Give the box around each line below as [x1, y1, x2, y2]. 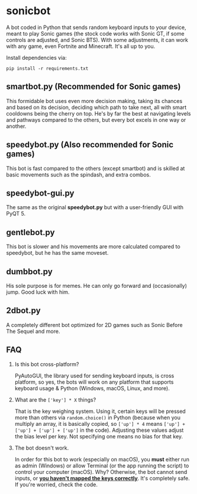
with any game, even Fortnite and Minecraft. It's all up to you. [6, 43, 156, 50]
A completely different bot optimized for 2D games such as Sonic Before [6, 321, 183, 328]
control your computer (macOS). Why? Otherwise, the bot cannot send [14, 468, 188, 475]
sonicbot [6, 4, 51, 18]
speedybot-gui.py [6, 188, 75, 198]
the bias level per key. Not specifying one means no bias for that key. [14, 432, 183, 440]
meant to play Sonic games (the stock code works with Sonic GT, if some [6, 30, 185, 37]
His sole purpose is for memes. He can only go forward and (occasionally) [6, 283, 188, 289]
